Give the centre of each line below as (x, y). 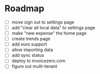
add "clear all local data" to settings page (53, 28)
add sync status (28, 55)
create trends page (31, 39)
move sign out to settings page (43, 22)
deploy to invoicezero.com (38, 61)
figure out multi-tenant (34, 66)
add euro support (29, 44)
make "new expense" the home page (49, 33)
